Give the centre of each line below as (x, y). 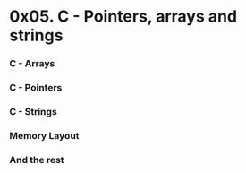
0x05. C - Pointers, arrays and (123, 17)
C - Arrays (32, 64)
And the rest (37, 160)
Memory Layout (44, 135)
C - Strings (34, 111)
